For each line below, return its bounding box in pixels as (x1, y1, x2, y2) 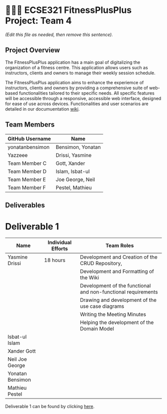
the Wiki (80, 274, 99, 281)
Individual (47, 239, 72, 246)
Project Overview (5, 46, 60, 54)
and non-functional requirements (80, 288, 158, 295)
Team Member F (7, 184, 46, 191)
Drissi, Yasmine (55, 151, 92, 158)
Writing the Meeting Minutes (80, 311, 147, 318)
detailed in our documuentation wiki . (5, 106, 80, 112)
